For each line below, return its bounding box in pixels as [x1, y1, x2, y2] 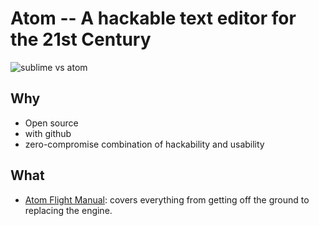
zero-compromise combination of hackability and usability [24, 138, 265, 150]
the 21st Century [10, 28, 152, 51]
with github [24, 127, 72, 139]
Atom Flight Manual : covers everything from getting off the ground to [24, 193, 310, 206]
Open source [24, 117, 79, 129]
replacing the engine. [24, 204, 113, 216]
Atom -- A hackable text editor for [10, 7, 297, 30]
